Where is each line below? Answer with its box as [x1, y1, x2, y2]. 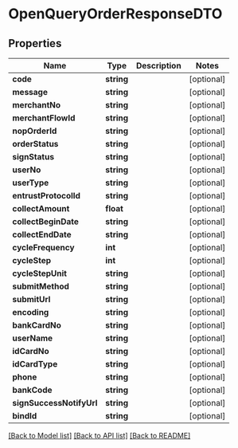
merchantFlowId [12, 112, 76, 124]
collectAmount [12, 203, 70, 214]
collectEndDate [12, 229, 72, 240]
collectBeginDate [12, 216, 80, 227]
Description [135, 61, 181, 71]
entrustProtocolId [12, 191, 81, 201]
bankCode [12, 384, 53, 395]
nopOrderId [12, 125, 57, 136]
